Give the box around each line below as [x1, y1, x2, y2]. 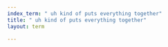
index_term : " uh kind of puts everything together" [7, 10, 162, 17]
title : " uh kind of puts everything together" [7, 17, 147, 23]
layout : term [7, 23, 45, 30]
